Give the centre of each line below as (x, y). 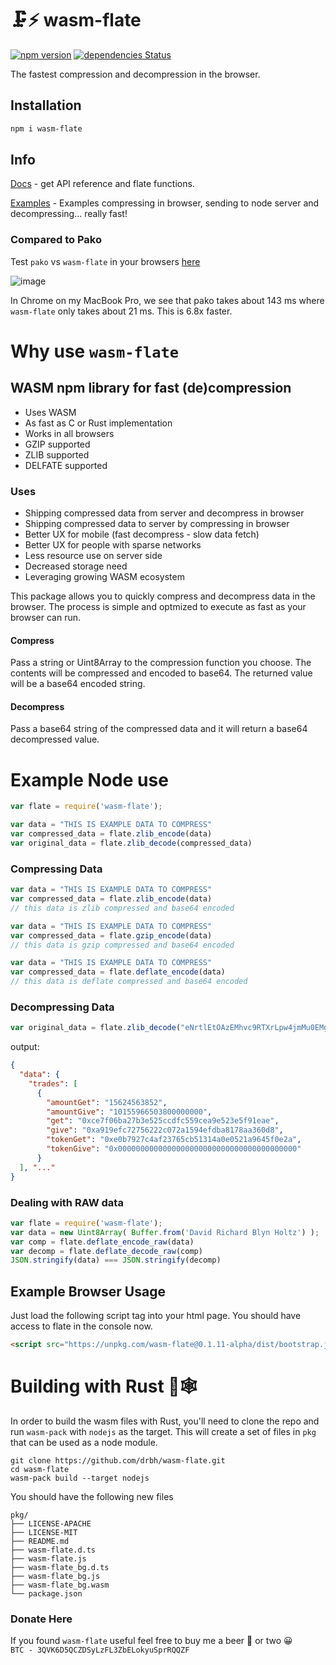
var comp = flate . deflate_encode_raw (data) (102, 1242)
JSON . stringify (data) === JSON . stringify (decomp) (116, 1260)
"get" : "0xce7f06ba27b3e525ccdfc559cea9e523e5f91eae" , (163, 1121)
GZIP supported (57, 444)
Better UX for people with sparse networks (113, 545)
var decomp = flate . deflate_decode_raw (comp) (106, 1251)
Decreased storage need (76, 566)
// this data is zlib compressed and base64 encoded (122, 908)
